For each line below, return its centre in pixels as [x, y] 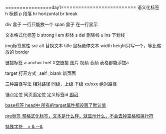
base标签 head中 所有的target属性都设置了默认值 [55, 105]
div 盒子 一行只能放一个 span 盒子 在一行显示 [51, 24]
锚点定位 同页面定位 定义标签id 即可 [42, 95]
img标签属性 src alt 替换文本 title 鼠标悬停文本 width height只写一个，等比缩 [83, 46]
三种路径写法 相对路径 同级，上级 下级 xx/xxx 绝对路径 [61, 84]
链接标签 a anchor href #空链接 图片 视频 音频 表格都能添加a [67, 62]
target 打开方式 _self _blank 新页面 [40, 73]
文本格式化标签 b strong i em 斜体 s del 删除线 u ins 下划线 [65, 35]
